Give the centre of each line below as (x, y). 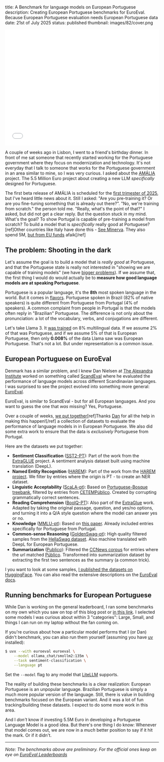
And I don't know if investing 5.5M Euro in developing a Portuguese (73, 719)
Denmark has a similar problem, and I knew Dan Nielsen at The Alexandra (79, 371)
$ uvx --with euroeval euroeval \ (40, 652)
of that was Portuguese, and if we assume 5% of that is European (71, 333)
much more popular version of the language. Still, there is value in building (80, 694)
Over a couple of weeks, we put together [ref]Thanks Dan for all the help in (80, 416)
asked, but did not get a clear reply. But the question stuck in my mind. (76, 214)
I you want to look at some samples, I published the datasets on (69, 569)
